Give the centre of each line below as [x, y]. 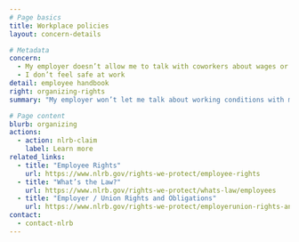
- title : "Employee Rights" [69, 165]
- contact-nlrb [45, 223]
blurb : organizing [43, 124]
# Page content [37, 116]
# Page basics [36, 17]
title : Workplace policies [59, 26]
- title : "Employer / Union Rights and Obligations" [117, 198]
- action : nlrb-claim [57, 141]
